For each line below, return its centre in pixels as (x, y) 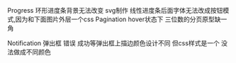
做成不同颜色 (32, 52)
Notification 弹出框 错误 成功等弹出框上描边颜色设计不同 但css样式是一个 (113, 43)
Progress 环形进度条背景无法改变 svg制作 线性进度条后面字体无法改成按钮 (115, 10)
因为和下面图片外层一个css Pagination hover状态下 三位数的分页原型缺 (118, 19)
